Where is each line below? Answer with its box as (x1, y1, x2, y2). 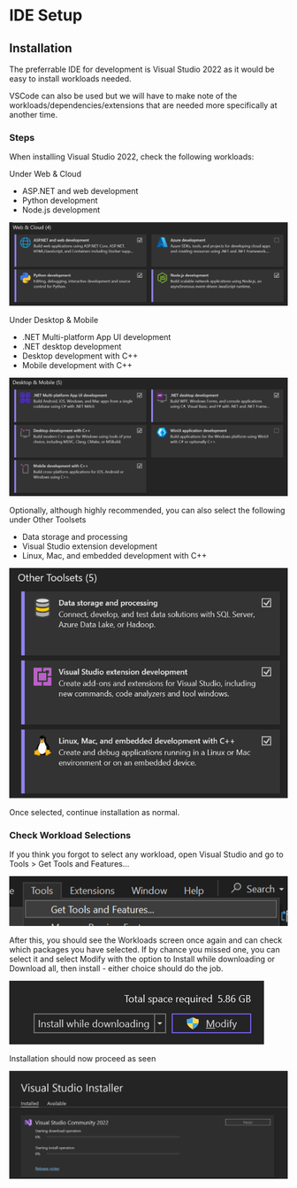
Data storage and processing (21, 532, 128, 542)
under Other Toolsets (9, 514, 87, 525)
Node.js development (21, 204, 101, 215)
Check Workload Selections (9, 829, 131, 842)
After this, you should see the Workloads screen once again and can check (9, 935, 283, 945)
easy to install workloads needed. (9, 73, 132, 84)
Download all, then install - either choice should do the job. (9, 963, 224, 974)
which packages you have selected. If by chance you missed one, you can (9, 945, 280, 955)
